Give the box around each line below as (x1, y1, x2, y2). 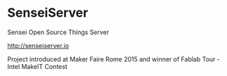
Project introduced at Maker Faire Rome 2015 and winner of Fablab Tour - (7, 54, 220, 63)
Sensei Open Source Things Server (7, 28, 110, 36)
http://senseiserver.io (7, 41, 69, 50)
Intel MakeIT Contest (7, 62, 68, 70)
